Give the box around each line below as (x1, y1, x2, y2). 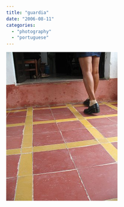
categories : (6, 22, 36, 28)
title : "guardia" (6, 10, 49, 15)
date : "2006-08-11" (6, 15, 55, 22)
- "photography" (11, 29, 52, 34)
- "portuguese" (11, 34, 49, 41)
